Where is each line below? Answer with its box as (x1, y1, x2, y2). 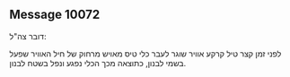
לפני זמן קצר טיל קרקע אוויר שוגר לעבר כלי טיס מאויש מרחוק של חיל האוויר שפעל (9, 48, 282, 59)
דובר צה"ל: (9, 30, 47, 41)
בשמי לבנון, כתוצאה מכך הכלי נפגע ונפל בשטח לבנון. (9, 57, 187, 68)
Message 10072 (9, 7, 101, 22)
